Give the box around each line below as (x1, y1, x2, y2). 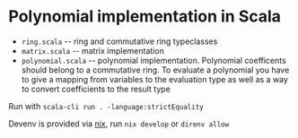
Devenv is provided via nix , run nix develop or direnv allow (8, 118, 230, 129)
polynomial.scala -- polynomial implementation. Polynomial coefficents (21, 55, 286, 65)
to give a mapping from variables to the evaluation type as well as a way (21, 73, 289, 84)
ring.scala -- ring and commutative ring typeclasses (21, 36, 218, 47)
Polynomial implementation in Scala (8, 6, 282, 27)
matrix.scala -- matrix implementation (21, 45, 165, 56)
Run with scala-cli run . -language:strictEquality (8, 100, 204, 111)
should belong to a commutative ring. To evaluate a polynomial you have (21, 65, 290, 75)
